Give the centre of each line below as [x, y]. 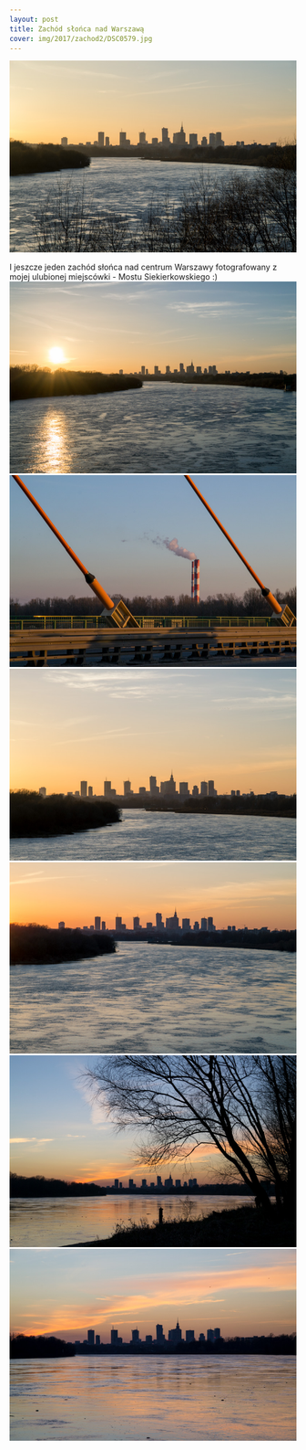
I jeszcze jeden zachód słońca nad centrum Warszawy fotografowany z [143, 267]
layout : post [34, 19]
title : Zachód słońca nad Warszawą [77, 29]
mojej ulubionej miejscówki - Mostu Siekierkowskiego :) [114, 277]
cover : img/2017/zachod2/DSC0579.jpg [81, 38]
